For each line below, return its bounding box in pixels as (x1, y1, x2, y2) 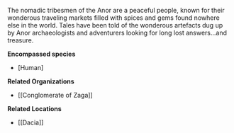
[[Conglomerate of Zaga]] (17, 91, 94, 99)
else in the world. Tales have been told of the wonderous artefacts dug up (7, 21, 223, 29)
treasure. (7, 36, 34, 45)
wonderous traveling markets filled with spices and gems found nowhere (7, 13, 220, 22)
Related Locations (7, 105, 62, 112)
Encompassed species (7, 50, 76, 58)
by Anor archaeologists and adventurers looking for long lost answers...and (7, 28, 228, 37)
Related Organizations (7, 77, 74, 86)
